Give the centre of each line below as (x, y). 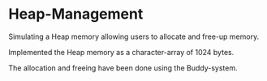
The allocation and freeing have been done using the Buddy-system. (123, 68)
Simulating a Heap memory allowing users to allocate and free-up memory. (134, 36)
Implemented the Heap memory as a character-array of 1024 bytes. (121, 52)
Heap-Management (76, 14)
